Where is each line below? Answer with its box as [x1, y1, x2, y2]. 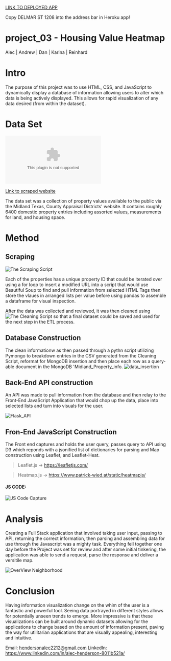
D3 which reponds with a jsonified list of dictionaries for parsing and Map [5, 447, 160, 453]
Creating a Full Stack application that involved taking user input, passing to [5, 530, 162, 536]
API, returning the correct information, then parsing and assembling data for [5, 535, 165, 542]
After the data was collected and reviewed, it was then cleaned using [5, 308, 151, 314]
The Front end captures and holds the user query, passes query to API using [5, 441, 166, 448]
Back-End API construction [5, 378, 93, 387]
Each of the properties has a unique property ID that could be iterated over [5, 276, 162, 282]
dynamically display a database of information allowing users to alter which [5, 89, 164, 95]
